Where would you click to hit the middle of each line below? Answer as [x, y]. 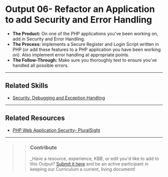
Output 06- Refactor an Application [80, 9]
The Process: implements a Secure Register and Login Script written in [85, 44]
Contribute [43, 148]
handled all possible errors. [40, 65]
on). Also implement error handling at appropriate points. [71, 55]
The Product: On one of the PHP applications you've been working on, [85, 33]
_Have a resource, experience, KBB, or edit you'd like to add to [94, 159]
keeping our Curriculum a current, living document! [82, 169]
